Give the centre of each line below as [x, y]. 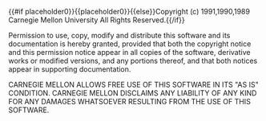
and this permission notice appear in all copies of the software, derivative [129, 52]
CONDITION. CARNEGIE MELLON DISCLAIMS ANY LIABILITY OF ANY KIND [133, 93]
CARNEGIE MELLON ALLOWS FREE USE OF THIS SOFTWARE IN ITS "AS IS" [133, 84]
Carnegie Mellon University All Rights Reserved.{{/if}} [97, 20]
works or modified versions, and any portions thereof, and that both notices [133, 60]
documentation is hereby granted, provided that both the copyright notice [130, 44]
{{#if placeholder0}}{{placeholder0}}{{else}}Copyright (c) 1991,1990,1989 [129, 12]
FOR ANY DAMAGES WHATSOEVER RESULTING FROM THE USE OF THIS [129, 101]
